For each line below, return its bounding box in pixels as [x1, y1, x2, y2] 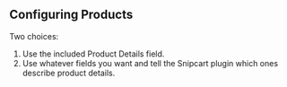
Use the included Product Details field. [22, 48, 165, 59]
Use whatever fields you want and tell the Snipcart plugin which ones [22, 57, 279, 68]
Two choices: [9, 30, 59, 41]
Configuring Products [9, 7, 134, 22]
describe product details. [22, 67, 116, 78]
